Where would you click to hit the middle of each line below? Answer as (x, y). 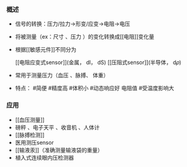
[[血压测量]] (30, 120)
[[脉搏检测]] (30, 135)
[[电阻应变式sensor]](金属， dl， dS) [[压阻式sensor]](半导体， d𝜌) (98, 62)
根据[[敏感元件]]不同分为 (46, 50)
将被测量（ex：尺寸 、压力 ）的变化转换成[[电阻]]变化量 (85, 37)
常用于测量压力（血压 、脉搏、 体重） (62, 75)
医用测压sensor (34, 142)
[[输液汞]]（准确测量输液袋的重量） (59, 150)
